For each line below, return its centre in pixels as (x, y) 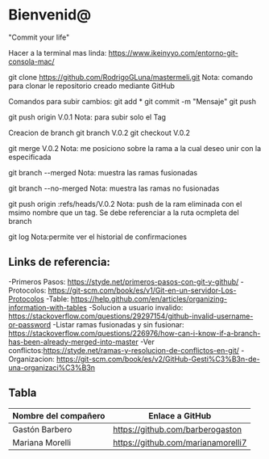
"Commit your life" (39, 37)
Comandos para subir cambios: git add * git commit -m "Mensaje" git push (132, 101)
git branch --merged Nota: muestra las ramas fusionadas (103, 172)
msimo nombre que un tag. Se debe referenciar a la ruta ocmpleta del (124, 213)
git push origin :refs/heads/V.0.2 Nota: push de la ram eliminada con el (125, 204)
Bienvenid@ (50, 15)
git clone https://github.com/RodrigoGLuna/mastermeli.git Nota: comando (131, 77)
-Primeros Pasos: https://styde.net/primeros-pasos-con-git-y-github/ (124, 281)
